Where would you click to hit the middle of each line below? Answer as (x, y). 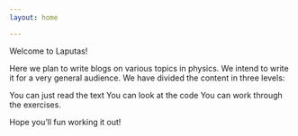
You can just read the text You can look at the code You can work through (146, 95)
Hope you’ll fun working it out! (65, 122)
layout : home (34, 17)
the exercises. (35, 105)
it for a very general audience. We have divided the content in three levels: (147, 78)
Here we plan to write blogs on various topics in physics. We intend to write (149, 68)
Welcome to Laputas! (49, 51)
